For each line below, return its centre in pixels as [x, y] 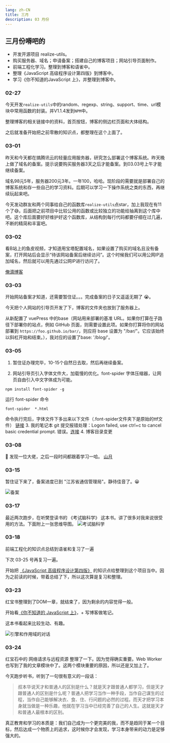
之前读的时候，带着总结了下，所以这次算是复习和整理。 [67, 576]
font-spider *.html [27, 409]
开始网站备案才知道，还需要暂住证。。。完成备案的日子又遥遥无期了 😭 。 [79, 297]
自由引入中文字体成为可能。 [46, 380]
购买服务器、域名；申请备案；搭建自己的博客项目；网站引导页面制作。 [86, 61]
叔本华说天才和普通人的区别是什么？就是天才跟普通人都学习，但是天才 [91, 687]
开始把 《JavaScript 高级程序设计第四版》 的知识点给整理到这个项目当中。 [83, 570]
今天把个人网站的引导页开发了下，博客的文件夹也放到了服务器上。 [74, 308]
